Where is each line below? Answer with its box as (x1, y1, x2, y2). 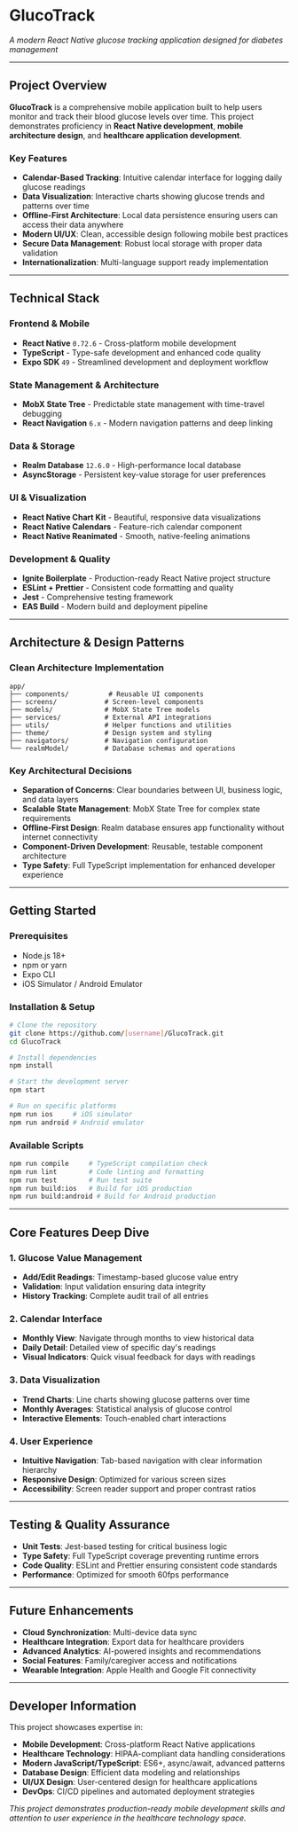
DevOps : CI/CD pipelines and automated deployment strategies (21, 1786, 255, 1797)
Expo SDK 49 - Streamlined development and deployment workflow (21, 356, 269, 367)
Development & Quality (9, 552, 111, 565)
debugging (21, 409, 62, 419)
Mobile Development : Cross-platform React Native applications (21, 1739, 255, 1750)
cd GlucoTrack (9, 1037, 62, 1046)
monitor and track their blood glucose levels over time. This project (9, 111, 255, 121)
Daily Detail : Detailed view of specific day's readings (21, 1343, 216, 1353)
